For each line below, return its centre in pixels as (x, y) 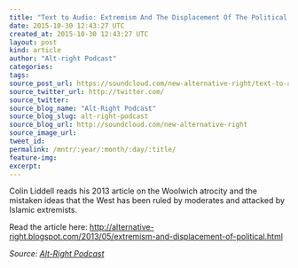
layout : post (33, 42)
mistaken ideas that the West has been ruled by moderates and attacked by (147, 201)
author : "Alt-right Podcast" (63, 59)
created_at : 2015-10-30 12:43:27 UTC (79, 34)
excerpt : (25, 166)
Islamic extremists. (43, 210)
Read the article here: (48, 227)
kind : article (35, 51)
